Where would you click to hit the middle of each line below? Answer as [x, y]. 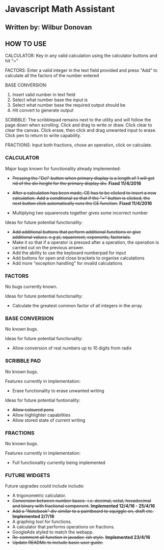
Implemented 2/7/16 [33, 517]
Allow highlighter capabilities [41, 415]
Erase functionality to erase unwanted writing [58, 391]
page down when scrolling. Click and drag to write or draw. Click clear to [79, 125]
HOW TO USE [26, 43]
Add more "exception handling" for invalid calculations [67, 263]
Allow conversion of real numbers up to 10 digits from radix [72, 348]
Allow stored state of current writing [49, 420]
